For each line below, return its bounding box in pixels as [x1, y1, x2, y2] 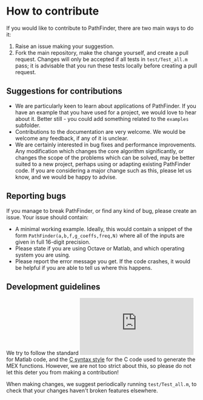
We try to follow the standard [6, 350, 79, 357]
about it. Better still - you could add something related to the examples [15, 115, 189, 122]
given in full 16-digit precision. [15, 238, 91, 246]
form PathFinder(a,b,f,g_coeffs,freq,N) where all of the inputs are [15, 232, 185, 239]
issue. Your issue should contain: [6, 213, 89, 221]
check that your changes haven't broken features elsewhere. [6, 387, 158, 395]
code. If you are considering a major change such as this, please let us [15, 167, 192, 174]
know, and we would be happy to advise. [15, 173, 117, 181]
